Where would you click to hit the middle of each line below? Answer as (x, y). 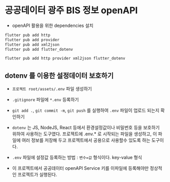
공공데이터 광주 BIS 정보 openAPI (71, 10)
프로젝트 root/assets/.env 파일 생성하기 (52, 89)
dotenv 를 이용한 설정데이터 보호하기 (59, 75)
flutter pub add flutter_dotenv (39, 49)
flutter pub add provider (32, 40)
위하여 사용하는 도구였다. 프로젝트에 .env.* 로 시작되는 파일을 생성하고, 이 (84, 134)
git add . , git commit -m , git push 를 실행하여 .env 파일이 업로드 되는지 (86, 110)
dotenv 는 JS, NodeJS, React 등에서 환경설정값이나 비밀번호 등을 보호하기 (86, 128)
